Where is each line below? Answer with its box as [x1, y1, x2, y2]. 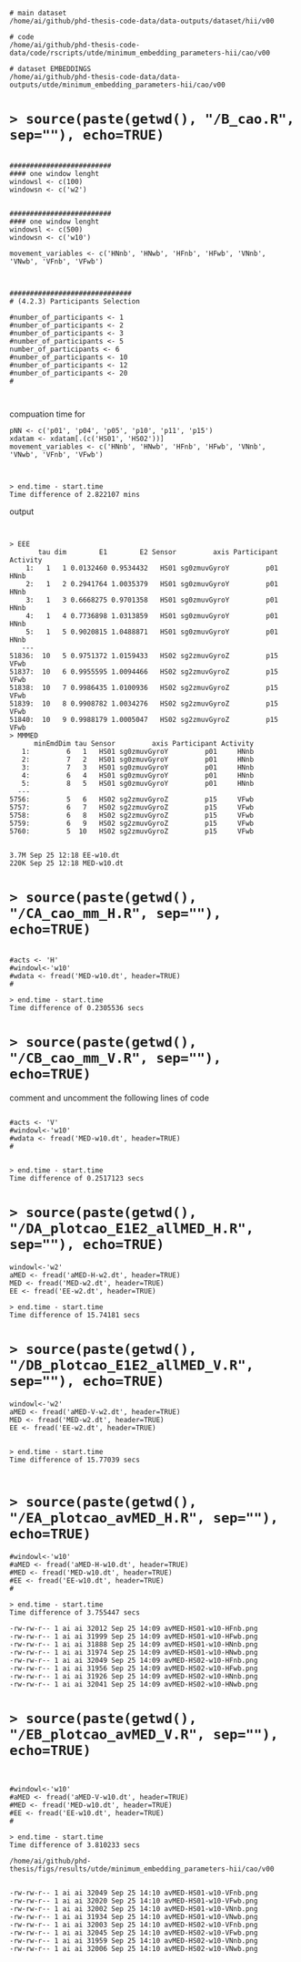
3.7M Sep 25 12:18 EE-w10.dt [9, 851, 120, 860]
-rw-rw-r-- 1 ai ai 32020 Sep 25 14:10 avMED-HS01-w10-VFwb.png [9, 1896, 258, 1905]
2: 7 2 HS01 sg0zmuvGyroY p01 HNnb [21, 755, 255, 764]
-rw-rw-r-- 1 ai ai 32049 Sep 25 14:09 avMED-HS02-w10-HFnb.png [9, 1656, 258, 1665]
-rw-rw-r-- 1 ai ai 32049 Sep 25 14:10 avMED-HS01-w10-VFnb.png [9, 1888, 258, 1897]
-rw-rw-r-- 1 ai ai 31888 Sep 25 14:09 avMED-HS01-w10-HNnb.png [9, 1639, 258, 1649]
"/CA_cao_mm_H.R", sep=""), [9, 905, 222, 923]
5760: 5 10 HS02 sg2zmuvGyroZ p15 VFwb [9, 826, 255, 836]
